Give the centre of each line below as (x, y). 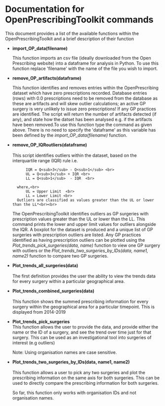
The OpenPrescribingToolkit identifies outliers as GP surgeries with (81, 213)
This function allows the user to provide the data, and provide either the (85, 327)
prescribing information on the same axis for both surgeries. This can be (86, 378)
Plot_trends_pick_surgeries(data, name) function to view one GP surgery (86, 245)
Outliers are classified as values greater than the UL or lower (85, 200)
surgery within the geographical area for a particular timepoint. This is (83, 307)
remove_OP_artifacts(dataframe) (47, 78)
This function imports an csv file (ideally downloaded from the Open (82, 58)
